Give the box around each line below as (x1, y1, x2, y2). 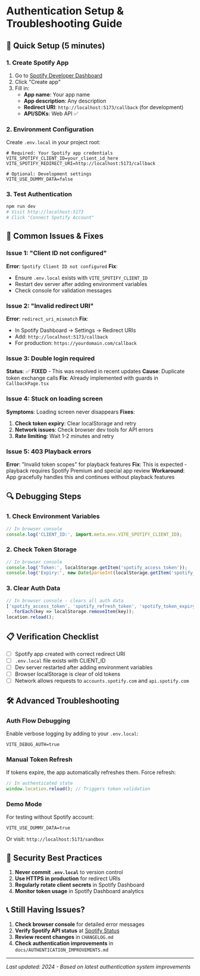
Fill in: (14, 85, 30, 92)
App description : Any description (23, 97, 107, 104)
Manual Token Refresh (6, 755, 73, 763)
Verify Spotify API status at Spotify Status (14, 927, 120, 934)
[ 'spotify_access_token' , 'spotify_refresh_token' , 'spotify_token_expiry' (6, 603, 198, 609)
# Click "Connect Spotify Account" (6, 215, 95, 221)
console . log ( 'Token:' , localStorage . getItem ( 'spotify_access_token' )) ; (6, 564, 187, 570)
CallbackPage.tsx (6, 381, 49, 387)
